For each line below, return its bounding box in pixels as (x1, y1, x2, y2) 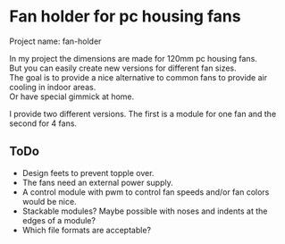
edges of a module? (21, 215, 96, 225)
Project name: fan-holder (9, 36, 102, 46)
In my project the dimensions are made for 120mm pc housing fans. (9, 53, 257, 63)
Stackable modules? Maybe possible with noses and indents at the (21, 206, 268, 216)
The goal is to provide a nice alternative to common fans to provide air (9, 72, 268, 82)
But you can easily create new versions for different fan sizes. (9, 63, 237, 73)
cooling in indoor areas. (9, 81, 96, 92)
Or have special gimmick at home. (9, 91, 135, 102)
